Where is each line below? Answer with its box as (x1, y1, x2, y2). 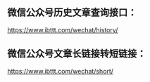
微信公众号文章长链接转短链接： (7, 48, 146, 60)
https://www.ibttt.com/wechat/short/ (7, 67, 114, 75)
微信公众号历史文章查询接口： (7, 6, 137, 19)
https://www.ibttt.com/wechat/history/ (7, 25, 118, 34)
